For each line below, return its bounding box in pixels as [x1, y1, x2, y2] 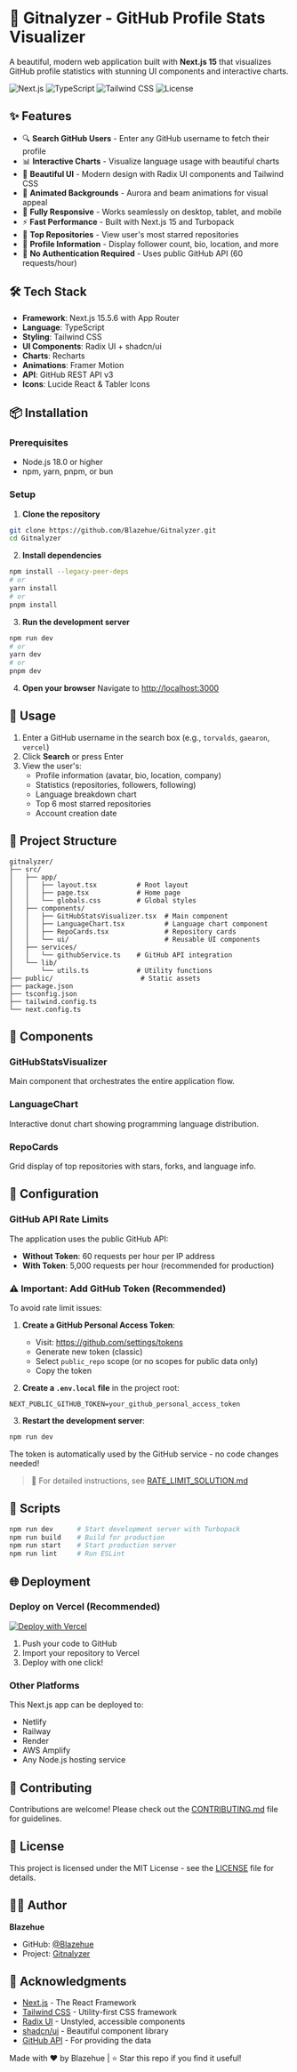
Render [21, 1736, 50, 1747]
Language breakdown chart [35, 789, 137, 799]
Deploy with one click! [21, 1657, 104, 1667]
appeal [21, 197, 48, 207]
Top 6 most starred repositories [35, 798, 151, 808]
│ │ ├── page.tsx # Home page [9, 888, 181, 897]
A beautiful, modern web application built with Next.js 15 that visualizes [9, 56, 272, 67]
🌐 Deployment [9, 1574, 91, 1589]
